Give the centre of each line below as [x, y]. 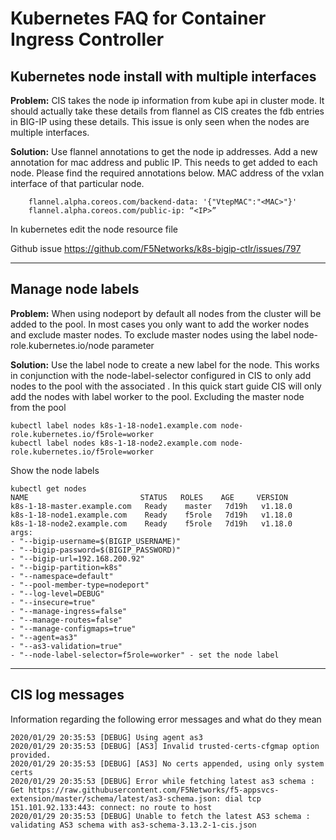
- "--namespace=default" [62, 576]
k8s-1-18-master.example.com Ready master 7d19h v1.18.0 [151, 506]
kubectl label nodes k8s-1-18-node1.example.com [113, 425]
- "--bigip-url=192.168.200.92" [77, 558]
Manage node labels [75, 289]
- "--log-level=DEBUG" [57, 593]
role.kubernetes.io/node [60, 345]
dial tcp [243, 798]
